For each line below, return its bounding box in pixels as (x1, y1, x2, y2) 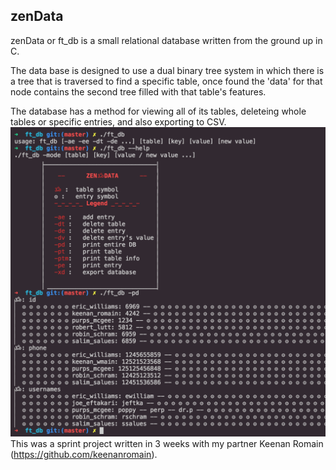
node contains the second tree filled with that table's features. (10, 85, 267, 98)
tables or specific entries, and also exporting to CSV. (10, 115, 227, 128)
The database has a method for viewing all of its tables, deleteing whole (10, 105, 307, 117)
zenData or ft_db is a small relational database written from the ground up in (10, 34, 323, 46)
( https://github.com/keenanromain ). (10, 448, 158, 460)
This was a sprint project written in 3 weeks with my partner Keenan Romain (10, 437, 324, 449)
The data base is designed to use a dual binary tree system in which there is (10, 64, 325, 76)
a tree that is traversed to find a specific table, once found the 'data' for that (10, 75, 323, 87)
